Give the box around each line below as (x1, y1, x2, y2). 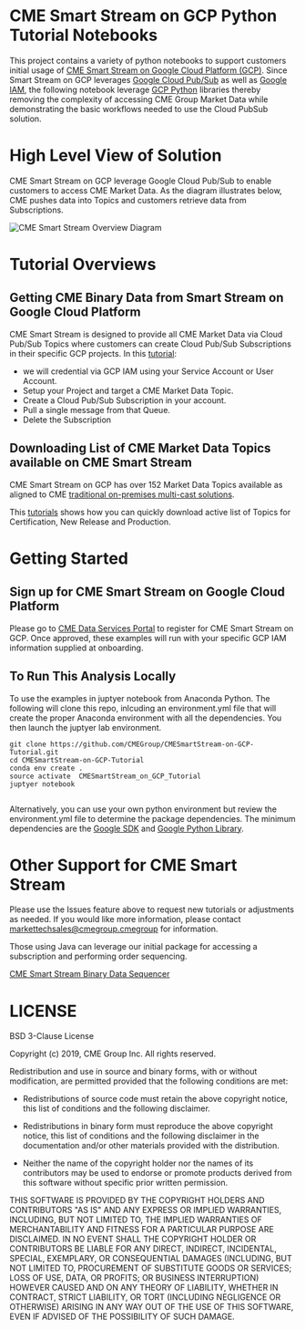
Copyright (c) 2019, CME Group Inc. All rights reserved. (9, 1048, 217, 1059)
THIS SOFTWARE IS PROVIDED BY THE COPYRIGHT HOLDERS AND (9, 1195, 266, 1206)
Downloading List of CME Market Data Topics (9, 441, 271, 456)
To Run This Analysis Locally (9, 669, 177, 684)
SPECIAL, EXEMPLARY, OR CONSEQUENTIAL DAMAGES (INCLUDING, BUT (9, 1253, 293, 1264)
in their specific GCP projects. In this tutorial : (9, 348, 178, 358)
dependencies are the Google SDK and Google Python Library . (9, 823, 244, 834)
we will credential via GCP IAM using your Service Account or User (22, 366, 274, 377)
